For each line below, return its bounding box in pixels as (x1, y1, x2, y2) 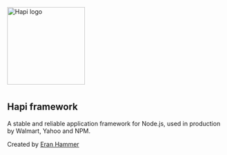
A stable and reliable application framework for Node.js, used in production (7, 119, 221, 127)
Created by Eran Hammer (7, 140, 79, 148)
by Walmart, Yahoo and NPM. (7, 127, 91, 135)
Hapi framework (7, 101, 78, 113)
